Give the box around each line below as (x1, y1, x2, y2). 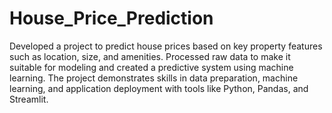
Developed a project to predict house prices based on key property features (9, 40, 323, 52)
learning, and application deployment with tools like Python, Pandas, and (9, 82, 309, 94)
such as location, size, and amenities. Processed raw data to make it (9, 50, 291, 62)
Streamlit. (9, 93, 49, 105)
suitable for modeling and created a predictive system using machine (9, 61, 294, 73)
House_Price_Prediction (9, 7, 214, 30)
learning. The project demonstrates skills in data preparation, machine (9, 72, 299, 84)
